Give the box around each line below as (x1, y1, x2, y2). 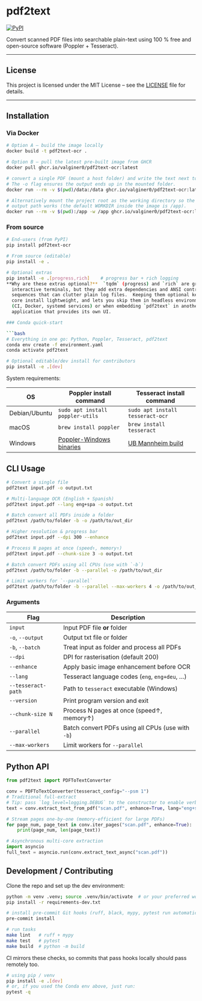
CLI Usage (6, 463, 46, 473)
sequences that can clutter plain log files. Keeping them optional (11, 292, 189, 298)
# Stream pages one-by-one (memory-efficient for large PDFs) (6, 816, 165, 822)
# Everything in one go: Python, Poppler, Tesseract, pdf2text (6, 336, 168, 342)
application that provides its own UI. (11, 309, 112, 315)
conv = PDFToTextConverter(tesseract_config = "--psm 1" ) (6, 788, 149, 794)
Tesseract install (136, 389, 185, 398)
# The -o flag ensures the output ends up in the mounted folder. (6, 181, 176, 187)
